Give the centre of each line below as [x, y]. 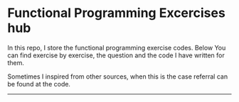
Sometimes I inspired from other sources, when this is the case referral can [118, 76]
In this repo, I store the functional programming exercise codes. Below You [117, 47]
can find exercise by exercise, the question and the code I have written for [116, 55]
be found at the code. [39, 84]
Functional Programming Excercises [116, 13]
